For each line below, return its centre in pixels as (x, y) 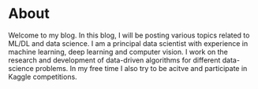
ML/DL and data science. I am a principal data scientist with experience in (128, 43)
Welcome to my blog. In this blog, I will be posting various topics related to (129, 35)
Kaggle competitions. (43, 77)
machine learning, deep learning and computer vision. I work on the (118, 52)
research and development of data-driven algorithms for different (114, 60)
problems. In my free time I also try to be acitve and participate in (141, 68)
